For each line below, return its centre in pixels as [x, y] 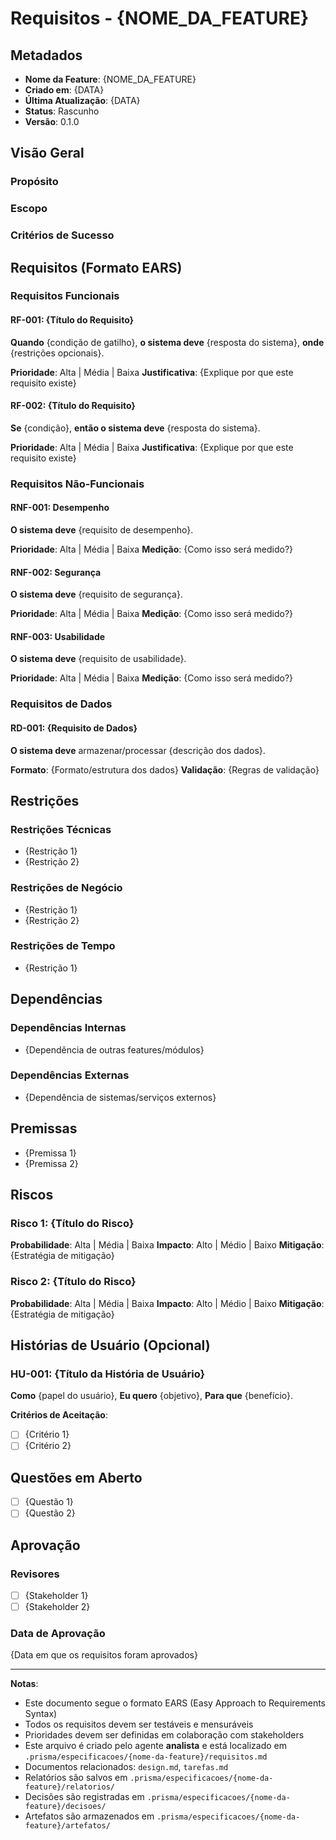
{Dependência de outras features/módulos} [114, 1049]
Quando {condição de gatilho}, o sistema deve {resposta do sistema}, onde [167, 342]
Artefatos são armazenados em [89, 1816]
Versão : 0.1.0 [52, 121]
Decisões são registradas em [84, 1797]
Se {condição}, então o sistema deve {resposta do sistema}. [135, 428]
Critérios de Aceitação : [59, 1415]
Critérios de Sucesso [62, 235]
